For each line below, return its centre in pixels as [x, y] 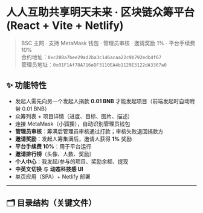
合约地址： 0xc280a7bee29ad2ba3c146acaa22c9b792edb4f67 [91, 57]
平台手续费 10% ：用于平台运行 [53, 146]
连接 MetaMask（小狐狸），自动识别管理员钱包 [72, 124]
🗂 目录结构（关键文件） [51, 203]
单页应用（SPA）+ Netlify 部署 [53, 176]
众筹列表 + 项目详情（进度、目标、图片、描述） [74, 116]
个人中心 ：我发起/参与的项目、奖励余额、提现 [72, 161]
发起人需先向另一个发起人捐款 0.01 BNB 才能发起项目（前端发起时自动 [102, 101]
